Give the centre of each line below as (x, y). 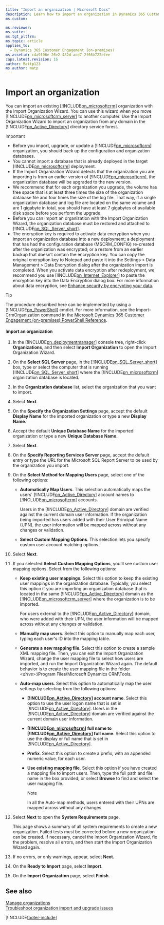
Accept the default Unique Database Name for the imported (73, 431)
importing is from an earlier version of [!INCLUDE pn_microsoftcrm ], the (84, 177)
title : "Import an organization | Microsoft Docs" (58, 10)
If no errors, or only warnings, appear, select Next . (63, 857)
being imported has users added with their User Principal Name (83, 520)
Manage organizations (28, 903)
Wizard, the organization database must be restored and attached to (81, 224)
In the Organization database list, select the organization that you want (84, 387)
